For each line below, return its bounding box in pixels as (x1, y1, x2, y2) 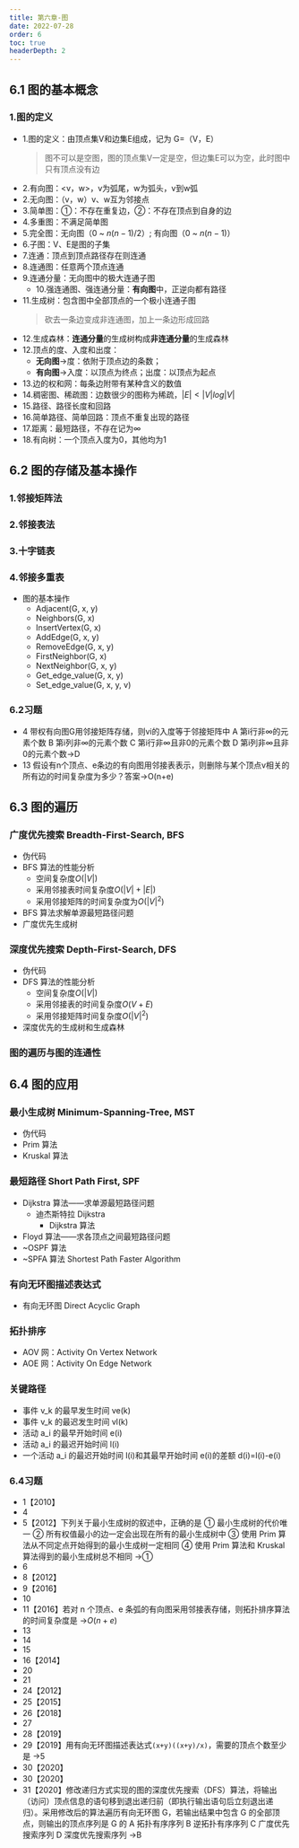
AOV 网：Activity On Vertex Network (21, 1347, 158, 1358)
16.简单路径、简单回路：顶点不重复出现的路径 (21, 411, 190, 422)
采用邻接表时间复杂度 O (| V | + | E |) (35, 884, 157, 895)
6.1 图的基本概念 (9, 82, 98, 97)
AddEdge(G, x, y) (35, 632, 100, 643)
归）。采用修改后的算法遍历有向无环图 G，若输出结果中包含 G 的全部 (21, 1807, 273, 1817)
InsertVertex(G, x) (35, 622, 101, 633)
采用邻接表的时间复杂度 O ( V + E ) (35, 999, 154, 1010)
